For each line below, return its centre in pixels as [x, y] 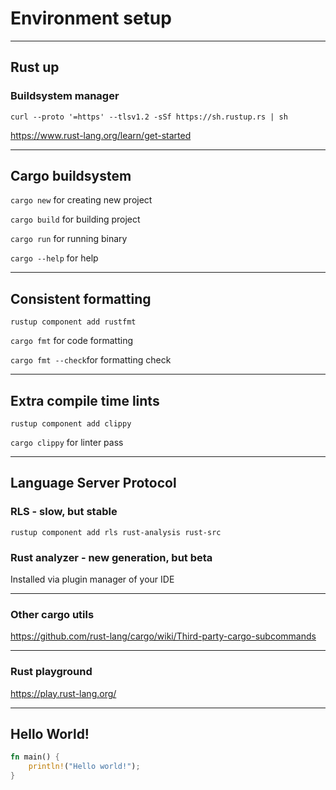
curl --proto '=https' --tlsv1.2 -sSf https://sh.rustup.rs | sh [149, 117]
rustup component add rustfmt [73, 322]
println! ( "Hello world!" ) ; [84, 767]
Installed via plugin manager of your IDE [92, 579]
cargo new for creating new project [81, 200]
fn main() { [35, 757]
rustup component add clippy [71, 424]
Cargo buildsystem [71, 176]
